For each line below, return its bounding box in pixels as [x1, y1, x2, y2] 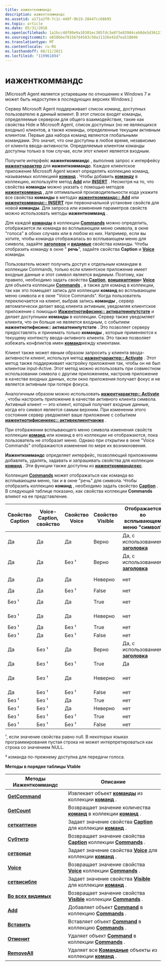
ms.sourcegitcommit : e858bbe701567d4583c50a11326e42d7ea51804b [5, 35, 138, 40]
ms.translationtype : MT [5, 40, 54, 45]
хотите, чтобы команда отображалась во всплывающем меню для [5, 236, 147, 242]
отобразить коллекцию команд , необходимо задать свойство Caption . [5, 483, 158, 489]
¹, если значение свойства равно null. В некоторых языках [5, 734, 128, 740]
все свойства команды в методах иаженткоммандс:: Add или [5, 194, 139, 201]
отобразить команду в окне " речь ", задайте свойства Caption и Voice [5, 246, 155, 252]
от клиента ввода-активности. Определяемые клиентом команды [5, 143, 145, 149]
